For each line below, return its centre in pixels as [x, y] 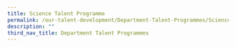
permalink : [23, 20]
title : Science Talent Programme [56, 13]
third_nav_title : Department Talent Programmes [78, 33]
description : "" [31, 26]
